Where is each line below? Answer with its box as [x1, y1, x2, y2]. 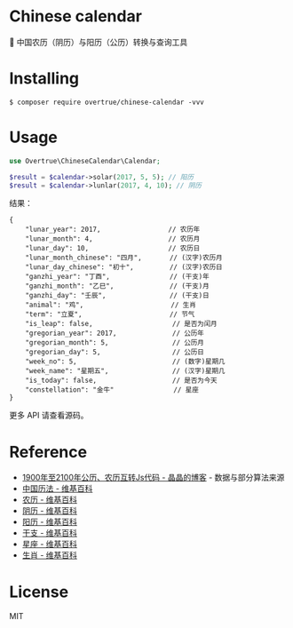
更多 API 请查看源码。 [9, 410, 89, 421]
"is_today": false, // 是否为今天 [25, 376, 218, 386]
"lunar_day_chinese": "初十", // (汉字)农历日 [25, 263, 223, 272]
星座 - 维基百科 [21, 539, 78, 550]
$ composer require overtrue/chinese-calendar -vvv [9, 98, 204, 107]
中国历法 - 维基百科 [21, 483, 93, 494]
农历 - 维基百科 [21, 495, 78, 505]
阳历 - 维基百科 [21, 517, 78, 528]
